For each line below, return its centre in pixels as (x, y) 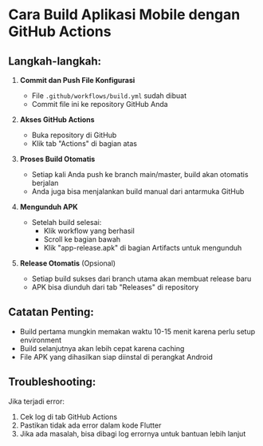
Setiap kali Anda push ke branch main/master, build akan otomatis (140, 174)
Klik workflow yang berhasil (89, 231)
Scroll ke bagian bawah (82, 239)
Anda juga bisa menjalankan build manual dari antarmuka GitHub (138, 191)
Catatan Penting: (51, 312)
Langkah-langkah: (55, 61)
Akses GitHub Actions (57, 120)
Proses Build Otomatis (57, 159)
